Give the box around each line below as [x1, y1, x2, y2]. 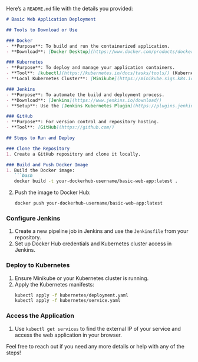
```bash [14, 173, 33, 179]
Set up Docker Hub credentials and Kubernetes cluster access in [14, 240, 172, 247]
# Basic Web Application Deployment [6, 17, 96, 22]
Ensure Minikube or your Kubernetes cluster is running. [14, 274, 149, 282]
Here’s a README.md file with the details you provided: [6, 5, 134, 12]
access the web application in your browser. [14, 331, 122, 338]
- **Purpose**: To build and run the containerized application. [6, 43, 170, 49]
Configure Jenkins [6, 214, 61, 222]
